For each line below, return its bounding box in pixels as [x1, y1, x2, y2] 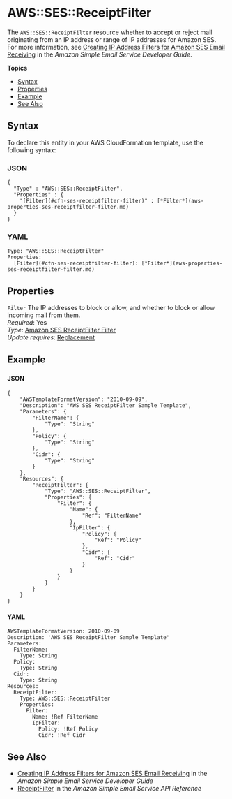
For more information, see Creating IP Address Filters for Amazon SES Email [7, 43, 225, 51]
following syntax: [7, 145, 56, 154]
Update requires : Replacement [7, 333, 95, 342]
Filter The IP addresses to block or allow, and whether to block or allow [7, 304, 215, 312]
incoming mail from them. [7, 311, 81, 319]
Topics [7, 64, 28, 72]
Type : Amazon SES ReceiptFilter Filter [7, 326, 116, 335]
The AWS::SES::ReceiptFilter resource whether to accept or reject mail [7, 28, 212, 36]
